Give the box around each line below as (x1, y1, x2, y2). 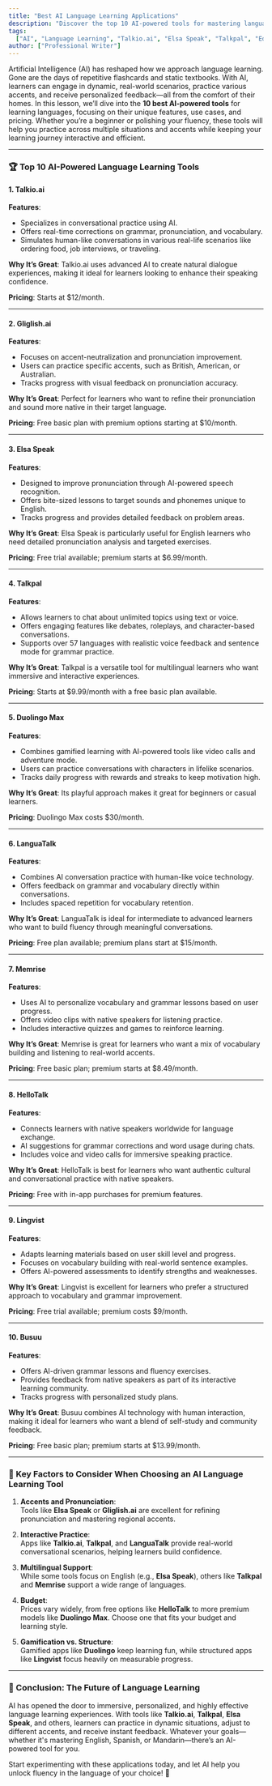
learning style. (19, 1622, 69, 1631)
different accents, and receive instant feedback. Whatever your (8, 1726, 219, 1736)
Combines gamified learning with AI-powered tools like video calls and (19, 747, 256, 757)
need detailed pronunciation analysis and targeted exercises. (8, 536, 212, 547)
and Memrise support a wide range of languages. (19, 1580, 186, 1590)
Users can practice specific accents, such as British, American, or (19, 361, 240, 371)
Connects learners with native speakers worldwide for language (19, 1123, 234, 1133)
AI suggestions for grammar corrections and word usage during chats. (19, 1140, 255, 1150)
